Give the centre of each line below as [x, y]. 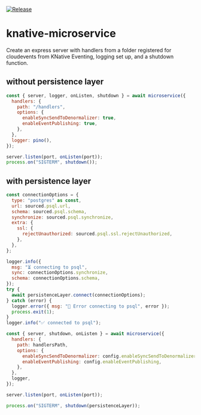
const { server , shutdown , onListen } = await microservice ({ [85, 334]
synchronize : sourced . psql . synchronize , [63, 217]
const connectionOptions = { [42, 195]
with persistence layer [49, 181]
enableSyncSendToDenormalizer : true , [69, 118]
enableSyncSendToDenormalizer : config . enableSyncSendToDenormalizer [109, 356]
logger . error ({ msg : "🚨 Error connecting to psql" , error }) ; [91, 306]
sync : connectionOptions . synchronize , [60, 273]
